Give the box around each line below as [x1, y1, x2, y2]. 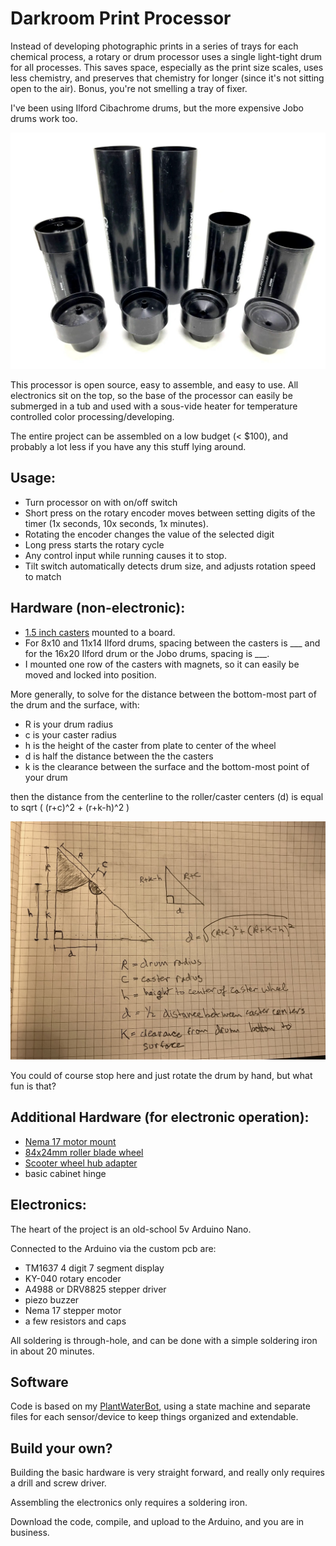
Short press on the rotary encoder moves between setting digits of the [24, 507, 316, 519]
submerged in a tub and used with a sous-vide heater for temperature [10, 400, 298, 412]
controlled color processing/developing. [10, 410, 175, 422]
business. [10, 1527, 50, 1539]
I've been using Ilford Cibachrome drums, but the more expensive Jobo [10, 102, 304, 114]
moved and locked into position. [24, 668, 157, 681]
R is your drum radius [24, 718, 114, 730]
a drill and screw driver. [10, 1477, 107, 1489]
